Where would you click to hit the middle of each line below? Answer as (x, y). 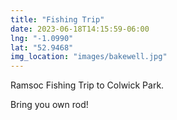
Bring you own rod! (49, 105)
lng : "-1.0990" (42, 38)
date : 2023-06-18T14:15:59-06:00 (80, 29)
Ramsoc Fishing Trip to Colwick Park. (87, 85)
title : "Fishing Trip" (57, 19)
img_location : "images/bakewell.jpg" (89, 57)
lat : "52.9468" (42, 47)
